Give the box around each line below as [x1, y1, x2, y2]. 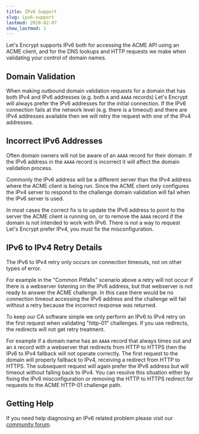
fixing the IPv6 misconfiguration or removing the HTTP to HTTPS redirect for [6, 375, 194, 382]
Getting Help [6, 399, 54, 409]
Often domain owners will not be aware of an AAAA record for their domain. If [6, 152, 192, 159]
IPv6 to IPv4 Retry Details [6, 243, 103, 253]
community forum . [6, 420, 52, 428]
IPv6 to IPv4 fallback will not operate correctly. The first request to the [6, 350, 178, 357]
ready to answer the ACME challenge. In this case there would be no [6, 289, 174, 296]
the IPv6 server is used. [6, 194, 64, 202]
